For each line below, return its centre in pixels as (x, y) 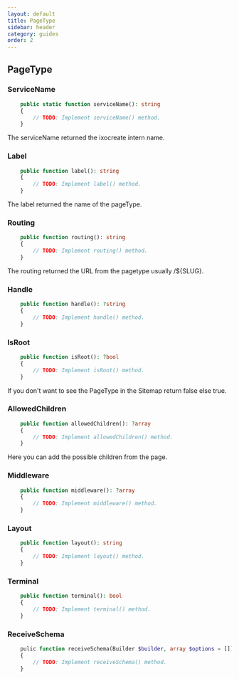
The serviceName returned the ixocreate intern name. (86, 138)
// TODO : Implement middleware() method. (95, 504)
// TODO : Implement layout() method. (89, 557)
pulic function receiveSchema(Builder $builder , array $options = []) (127, 648)
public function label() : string (70, 171)
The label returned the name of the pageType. (75, 204)
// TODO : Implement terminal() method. (92, 609)
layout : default (31, 14)
